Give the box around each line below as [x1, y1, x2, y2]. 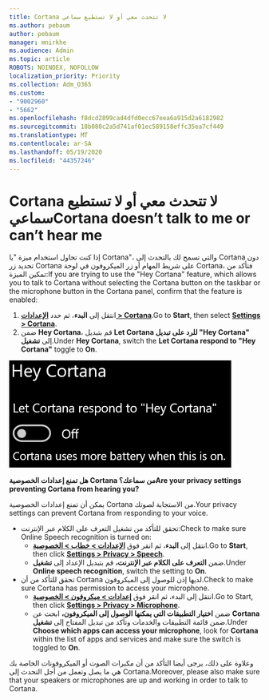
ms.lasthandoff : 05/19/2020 [9, 148, 103, 156]
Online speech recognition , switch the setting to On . [32, 566, 207, 576]
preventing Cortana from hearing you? [9, 485, 140, 494]
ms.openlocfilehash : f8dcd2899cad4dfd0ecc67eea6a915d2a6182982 [9, 115, 224, 123]
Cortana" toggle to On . [20, 344, 98, 354]
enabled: [9, 295, 38, 304]
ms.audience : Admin [9, 46, 74, 55]
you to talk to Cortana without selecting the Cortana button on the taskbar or [9, 278, 261, 288]
